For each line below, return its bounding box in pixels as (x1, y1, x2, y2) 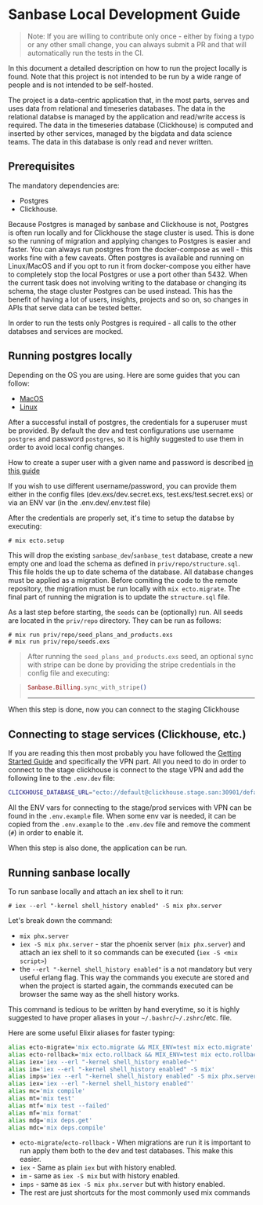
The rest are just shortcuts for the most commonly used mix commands (19, 1188, 250, 1197)
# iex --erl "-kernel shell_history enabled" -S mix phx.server (8, 902, 222, 910)
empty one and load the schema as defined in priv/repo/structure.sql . (8, 559, 240, 568)
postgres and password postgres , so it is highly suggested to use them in (8, 434, 244, 443)
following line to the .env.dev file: (8, 774, 116, 783)
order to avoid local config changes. (8, 442, 125, 452)
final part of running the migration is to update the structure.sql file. (8, 592, 230, 602)
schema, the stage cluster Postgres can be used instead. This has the (8, 286, 233, 295)
